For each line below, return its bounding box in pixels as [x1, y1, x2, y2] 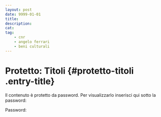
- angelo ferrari [14, 39, 50, 44]
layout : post [5, 7, 32, 12]
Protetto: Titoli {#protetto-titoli [5, 65, 134, 77]
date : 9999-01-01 [5, 12, 41, 17]
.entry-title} [5, 76, 55, 87]
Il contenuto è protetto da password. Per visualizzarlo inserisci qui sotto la [5, 92, 156, 98]
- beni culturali [14, 44, 50, 49]
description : [5, 21, 32, 26]
